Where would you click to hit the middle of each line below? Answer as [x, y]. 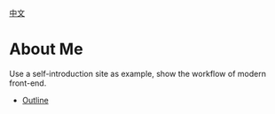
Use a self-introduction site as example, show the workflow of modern [137, 73]
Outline [35, 100]
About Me [46, 49]
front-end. [28, 83]
